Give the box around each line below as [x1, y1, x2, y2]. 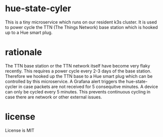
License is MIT [5, 127, 35, 133]
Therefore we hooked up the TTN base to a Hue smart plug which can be [5, 73, 153, 79]
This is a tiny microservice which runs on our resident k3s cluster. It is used [5, 19, 157, 25]
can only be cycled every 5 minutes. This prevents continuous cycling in [5, 89, 151, 94]
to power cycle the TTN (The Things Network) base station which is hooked [5, 24, 158, 30]
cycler [5, 84, 18, 90]
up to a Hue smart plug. [5, 29, 53, 35]
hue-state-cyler [5, 3, 71, 14]
